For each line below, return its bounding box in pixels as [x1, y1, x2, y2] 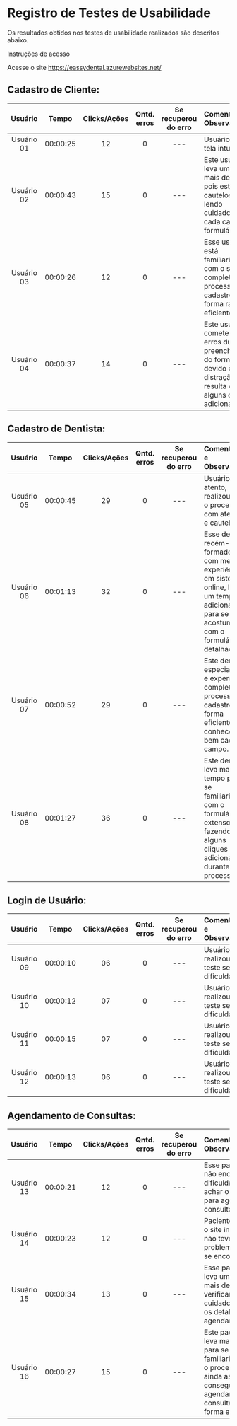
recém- [203, 538, 230, 547]
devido [203, 363, 227, 373]
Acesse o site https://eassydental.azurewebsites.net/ [7, 63, 162, 71]
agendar [203, 1389, 232, 1399]
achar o [203, 1187, 229, 1197]
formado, [203, 547, 234, 557]
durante [203, 862, 230, 871]
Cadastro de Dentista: [7, 423, 106, 435]
